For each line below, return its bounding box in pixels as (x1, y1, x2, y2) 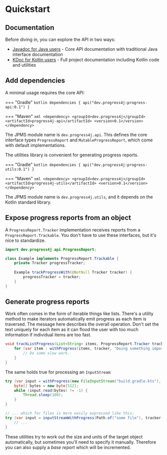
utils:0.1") (5, 167, 30, 172)
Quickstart (5, 3, 51, 15)
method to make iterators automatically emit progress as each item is (5, 316, 147, 322)
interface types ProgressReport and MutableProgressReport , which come (5, 137, 153, 143)
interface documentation (12, 51, 63, 57)
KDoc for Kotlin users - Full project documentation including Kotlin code (12, 57, 160, 63)
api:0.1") (5, 105, 26, 110)
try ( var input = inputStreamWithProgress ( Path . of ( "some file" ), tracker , (5, 415, 164, 420)
